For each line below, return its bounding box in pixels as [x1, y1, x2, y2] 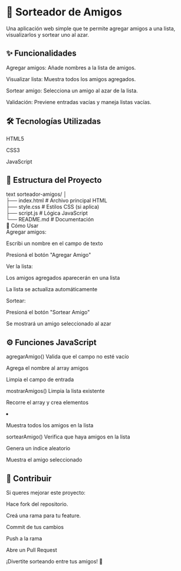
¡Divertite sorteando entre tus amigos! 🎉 [6, 558, 103, 564]
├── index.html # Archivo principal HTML [6, 197, 107, 204]
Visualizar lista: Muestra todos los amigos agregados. [6, 75, 136, 82]
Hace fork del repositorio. [6, 501, 68, 508]
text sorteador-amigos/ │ [6, 191, 67, 198]
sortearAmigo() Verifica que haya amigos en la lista [6, 433, 130, 440]
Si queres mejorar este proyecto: [6, 489, 85, 496]
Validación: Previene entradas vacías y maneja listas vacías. [6, 98, 152, 105]
